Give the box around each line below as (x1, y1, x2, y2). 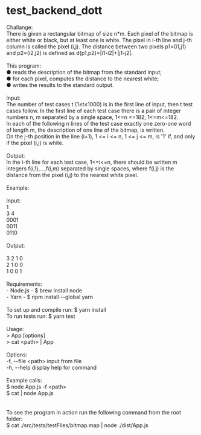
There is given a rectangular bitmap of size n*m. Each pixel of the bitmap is (6, 30, 193, 37)
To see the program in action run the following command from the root (6, 408, 182, 416)
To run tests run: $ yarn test (6, 312, 75, 320)
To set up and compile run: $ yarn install (6, 306, 107, 313)
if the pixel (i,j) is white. (6, 139, 64, 146)
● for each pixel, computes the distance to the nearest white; (6, 75, 159, 82)
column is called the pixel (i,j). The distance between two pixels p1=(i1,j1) (6, 43, 187, 50)
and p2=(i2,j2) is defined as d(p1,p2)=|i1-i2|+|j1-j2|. (6, 49, 133, 56)
